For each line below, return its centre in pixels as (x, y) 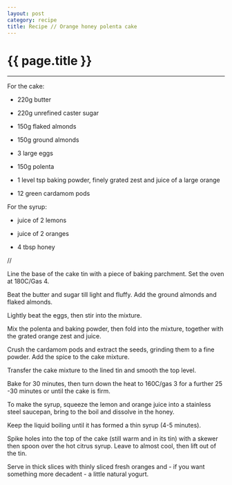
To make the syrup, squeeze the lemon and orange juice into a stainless (109, 405)
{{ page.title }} (50, 61)
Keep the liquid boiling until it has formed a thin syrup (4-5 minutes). (104, 425)
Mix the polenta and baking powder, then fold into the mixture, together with (115, 329)
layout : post (26, 13)
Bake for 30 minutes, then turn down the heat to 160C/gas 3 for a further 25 (115, 384)
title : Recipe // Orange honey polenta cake (72, 26)
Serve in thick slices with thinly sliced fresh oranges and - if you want (106, 467)
